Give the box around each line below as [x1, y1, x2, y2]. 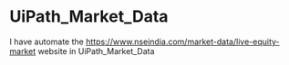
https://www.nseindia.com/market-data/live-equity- [85, 36, 280, 47]
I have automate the [9, 36, 84, 47]
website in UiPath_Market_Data [37, 45, 155, 56]
